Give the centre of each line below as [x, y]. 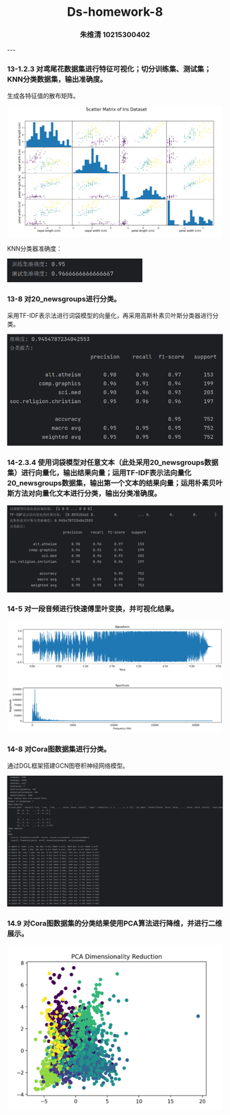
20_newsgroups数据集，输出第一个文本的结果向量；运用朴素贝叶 [115, 483]
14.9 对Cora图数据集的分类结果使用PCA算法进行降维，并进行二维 [115, 923]
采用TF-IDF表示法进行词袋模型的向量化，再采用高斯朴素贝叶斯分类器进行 [110, 315]
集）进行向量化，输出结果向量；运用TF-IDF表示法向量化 [99, 473]
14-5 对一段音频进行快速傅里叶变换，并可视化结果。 [93, 609]
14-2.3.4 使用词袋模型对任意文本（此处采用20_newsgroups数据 [113, 463]
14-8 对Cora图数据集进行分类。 [59, 749]
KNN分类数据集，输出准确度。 [57, 80]
